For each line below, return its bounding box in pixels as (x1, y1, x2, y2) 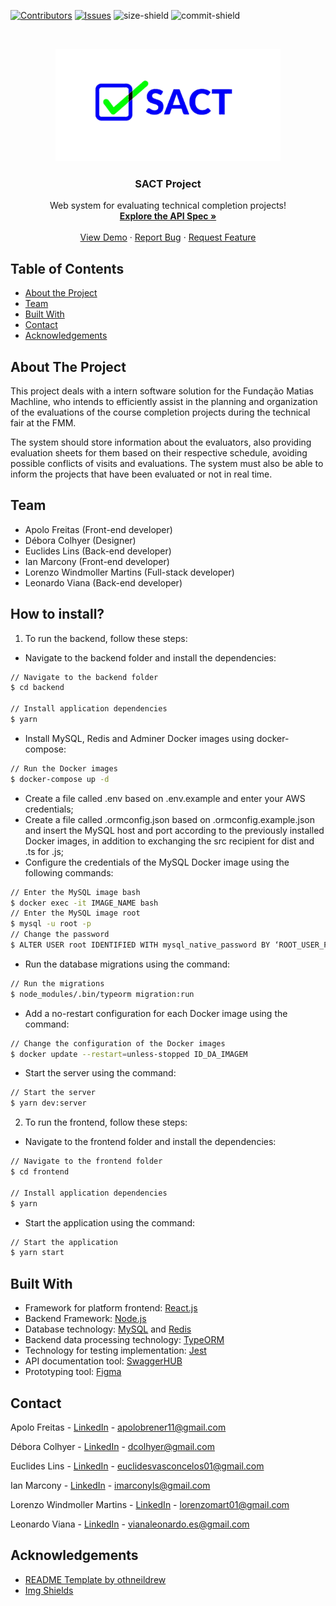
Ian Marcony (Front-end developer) (24, 555, 170, 567)
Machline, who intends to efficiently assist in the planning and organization (10, 395, 318, 407)
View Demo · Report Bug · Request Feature (79, 231, 257, 244)
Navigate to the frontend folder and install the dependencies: (24, 1136, 277, 1148)
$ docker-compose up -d (10, 774, 110, 784)
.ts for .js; (24, 845, 65, 857)
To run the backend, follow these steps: (24, 632, 188, 644)
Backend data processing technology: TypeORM (24, 1334, 225, 1346)
